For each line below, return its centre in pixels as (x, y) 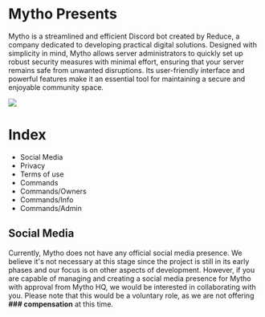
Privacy (33, 165)
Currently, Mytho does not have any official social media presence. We (125, 253)
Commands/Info (47, 199)
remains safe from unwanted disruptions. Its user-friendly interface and (126, 70)
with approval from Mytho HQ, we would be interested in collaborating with (132, 287)
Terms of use (42, 174)
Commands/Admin (51, 208)
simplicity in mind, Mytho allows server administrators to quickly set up (126, 53)
